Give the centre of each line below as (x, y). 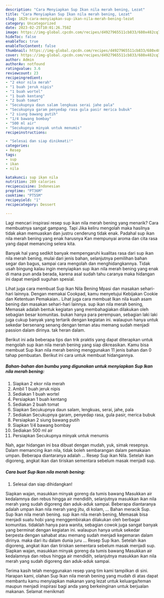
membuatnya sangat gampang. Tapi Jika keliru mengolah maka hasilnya (78, 228)
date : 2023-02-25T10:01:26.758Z (38, 28)
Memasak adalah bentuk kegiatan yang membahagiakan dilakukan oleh (77, 309)
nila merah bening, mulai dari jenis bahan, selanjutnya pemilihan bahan (76, 258)
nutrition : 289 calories (31, 182)
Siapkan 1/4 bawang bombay (42, 425)
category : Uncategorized (31, 23)
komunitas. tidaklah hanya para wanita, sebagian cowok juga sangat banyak (82, 525)
